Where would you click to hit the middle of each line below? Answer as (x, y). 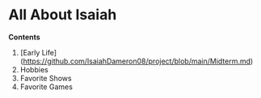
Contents (24, 37)
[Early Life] (38, 52)
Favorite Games (46, 87)
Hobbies (34, 69)
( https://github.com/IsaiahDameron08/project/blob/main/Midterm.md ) (137, 61)
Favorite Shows (46, 78)
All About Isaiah (63, 15)
